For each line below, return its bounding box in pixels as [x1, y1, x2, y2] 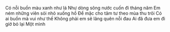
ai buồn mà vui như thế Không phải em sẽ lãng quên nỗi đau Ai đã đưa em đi [5, 16, 165, 21]
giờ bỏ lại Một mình [5, 21, 46, 27]
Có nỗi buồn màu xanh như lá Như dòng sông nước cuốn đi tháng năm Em [5, 5, 161, 11]
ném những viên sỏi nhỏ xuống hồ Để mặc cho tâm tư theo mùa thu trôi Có [5, 10, 162, 16]
